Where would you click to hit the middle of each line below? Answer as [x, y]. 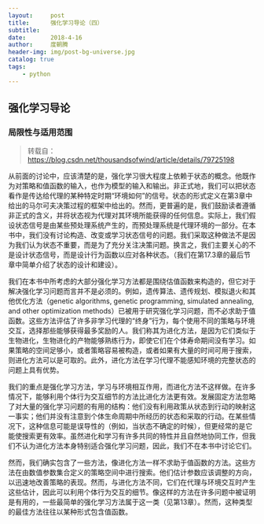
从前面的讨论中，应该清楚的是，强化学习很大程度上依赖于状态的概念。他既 [128, 176]
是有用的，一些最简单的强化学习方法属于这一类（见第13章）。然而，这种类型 [130, 502]
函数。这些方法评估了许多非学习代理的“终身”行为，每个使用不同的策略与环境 [132, 321]
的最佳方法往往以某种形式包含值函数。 [70, 512]
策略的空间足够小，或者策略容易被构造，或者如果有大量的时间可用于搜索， [135, 351]
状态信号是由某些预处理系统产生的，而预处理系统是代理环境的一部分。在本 [135, 225]
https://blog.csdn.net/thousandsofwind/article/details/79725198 [131, 160]
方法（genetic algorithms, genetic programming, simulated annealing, [141, 301]
